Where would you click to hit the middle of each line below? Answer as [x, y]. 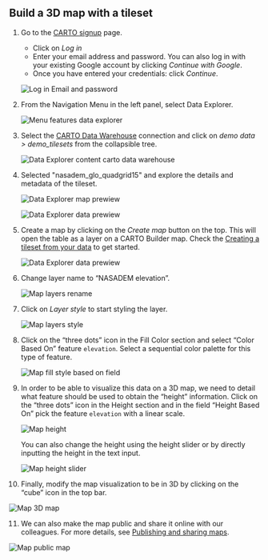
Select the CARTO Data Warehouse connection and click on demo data [138, 135]
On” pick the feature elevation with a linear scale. [103, 413]
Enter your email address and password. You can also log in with [139, 56]
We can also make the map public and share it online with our [122, 523]
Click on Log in [57, 48]
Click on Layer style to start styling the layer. [94, 309]
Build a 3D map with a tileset [81, 13]
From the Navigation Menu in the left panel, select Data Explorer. [127, 104]
